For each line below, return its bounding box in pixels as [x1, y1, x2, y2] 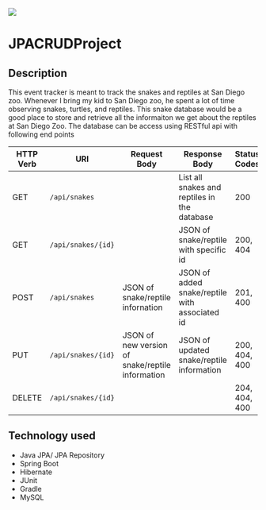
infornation [122, 302, 163, 313]
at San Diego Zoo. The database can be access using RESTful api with [8, 122, 238, 130]
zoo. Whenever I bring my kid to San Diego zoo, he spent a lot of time [8, 96, 235, 105]
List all [178, 172, 203, 183]
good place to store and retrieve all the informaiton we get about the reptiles [8, 113, 257, 122]
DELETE [12, 392, 42, 403]
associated [178, 307, 219, 318]
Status [234, 149, 260, 159]
